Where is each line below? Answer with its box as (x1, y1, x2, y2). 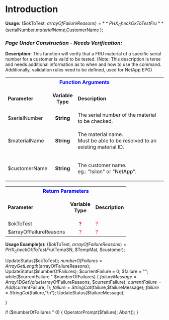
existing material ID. (77, 143, 124, 150)
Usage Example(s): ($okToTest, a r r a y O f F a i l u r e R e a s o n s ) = (5, 242, 127, 248)
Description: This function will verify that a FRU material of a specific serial (5, 51, 161, 57)
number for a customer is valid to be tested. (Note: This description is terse (5, 56, 161, 62)
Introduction (5, 4, 58, 15)
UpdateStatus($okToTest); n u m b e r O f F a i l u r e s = (5, 258, 103, 264)
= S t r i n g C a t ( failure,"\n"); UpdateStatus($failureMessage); (5, 289, 125, 295)
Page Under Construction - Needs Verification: (5, 39, 122, 46)
